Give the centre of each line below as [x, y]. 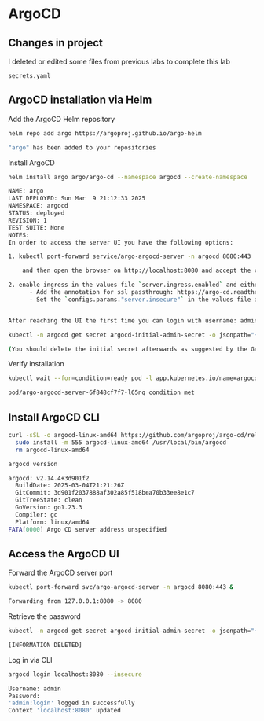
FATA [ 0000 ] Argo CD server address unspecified [88, 529]
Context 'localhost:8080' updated [65, 711]
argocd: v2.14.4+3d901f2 [49, 478]
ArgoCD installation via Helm [80, 100]
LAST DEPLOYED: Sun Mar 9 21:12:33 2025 [77, 199]
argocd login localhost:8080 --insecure [75, 674]
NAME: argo [26, 191]
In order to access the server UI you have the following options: [121, 242]
